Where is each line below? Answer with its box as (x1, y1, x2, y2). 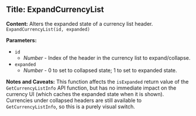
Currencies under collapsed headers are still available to (6, 97, 142, 104)
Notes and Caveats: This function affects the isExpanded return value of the (6, 78, 189, 85)
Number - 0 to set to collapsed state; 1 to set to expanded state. (23, 67, 177, 74)
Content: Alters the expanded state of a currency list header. (6, 20, 153, 27)
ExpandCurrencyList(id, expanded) (6, 26, 91, 32)
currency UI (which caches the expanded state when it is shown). (6, 90, 164, 97)
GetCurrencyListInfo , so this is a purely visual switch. (6, 103, 136, 110)
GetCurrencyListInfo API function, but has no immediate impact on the (6, 84, 177, 91)
